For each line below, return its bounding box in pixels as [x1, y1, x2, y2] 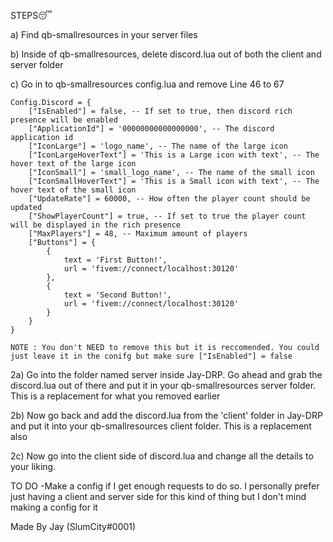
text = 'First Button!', [63, 255, 168, 265]
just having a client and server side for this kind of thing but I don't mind [10, 491, 307, 502]
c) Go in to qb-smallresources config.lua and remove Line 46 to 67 [10, 78, 285, 90]
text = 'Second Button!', [63, 290, 172, 300]
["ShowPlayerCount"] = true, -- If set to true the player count [28, 211, 307, 221]
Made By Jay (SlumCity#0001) [10, 521, 137, 532]
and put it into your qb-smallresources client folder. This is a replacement [10, 420, 312, 432]
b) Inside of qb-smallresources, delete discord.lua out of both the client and [10, 48, 322, 60]
